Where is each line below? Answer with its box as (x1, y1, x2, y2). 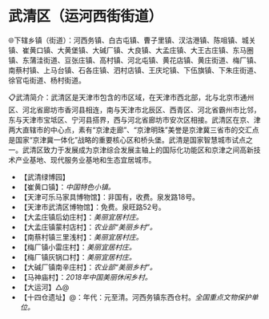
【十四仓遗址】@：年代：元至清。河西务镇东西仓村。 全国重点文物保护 (19, 292, 252, 301)
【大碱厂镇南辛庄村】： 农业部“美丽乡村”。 (19, 262, 158, 272)
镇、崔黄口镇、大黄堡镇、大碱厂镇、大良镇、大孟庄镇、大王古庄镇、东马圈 (8, 45, 254, 55)
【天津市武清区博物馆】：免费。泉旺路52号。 (19, 202, 166, 212)
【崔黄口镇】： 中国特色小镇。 (19, 182, 115, 192)
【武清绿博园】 (19, 172, 70, 181)
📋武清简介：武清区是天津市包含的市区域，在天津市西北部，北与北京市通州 (8, 92, 255, 102)
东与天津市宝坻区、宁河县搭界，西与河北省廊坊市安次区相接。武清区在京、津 (8, 115, 261, 124)
